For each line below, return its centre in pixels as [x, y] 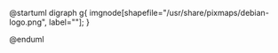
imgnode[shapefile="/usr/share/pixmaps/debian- [179, 13]
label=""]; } [69, 22]
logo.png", [28, 22]
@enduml [27, 39]
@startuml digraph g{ [48, 13]
